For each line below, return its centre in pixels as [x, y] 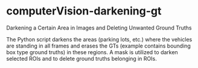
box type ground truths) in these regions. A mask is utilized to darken [92, 52]
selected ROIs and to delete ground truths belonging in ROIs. [81, 58]
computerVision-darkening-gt [84, 11]
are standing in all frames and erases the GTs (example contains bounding [99, 46]
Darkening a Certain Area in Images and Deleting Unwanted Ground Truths [99, 28]
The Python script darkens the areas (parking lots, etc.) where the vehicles [99, 39]
